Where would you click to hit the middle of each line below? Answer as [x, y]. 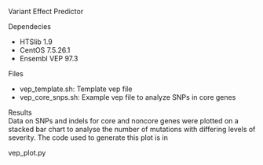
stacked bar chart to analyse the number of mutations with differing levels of [132, 129]
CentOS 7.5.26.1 [45, 50]
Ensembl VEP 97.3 [49, 59]
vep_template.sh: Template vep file [76, 89]
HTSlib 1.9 [36, 42]
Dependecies [29, 26]
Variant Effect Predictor [46, 11]
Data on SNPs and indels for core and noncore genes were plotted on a [124, 121]
